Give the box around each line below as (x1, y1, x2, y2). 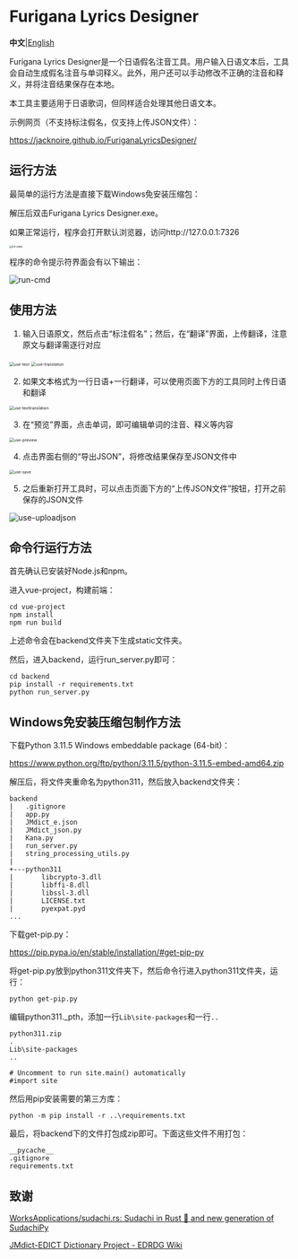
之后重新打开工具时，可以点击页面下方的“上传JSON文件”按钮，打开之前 (21, 483, 286, 494)
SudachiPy (9, 1222, 49, 1233)
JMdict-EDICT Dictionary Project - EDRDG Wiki (9, 1240, 183, 1250)
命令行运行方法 (9, 540, 92, 555)
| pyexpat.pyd (9, 905, 87, 914)
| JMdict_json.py (9, 826, 82, 835)
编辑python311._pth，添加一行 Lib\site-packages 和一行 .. (9, 1011, 219, 1022)
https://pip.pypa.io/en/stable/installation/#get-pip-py (9, 947, 204, 957)
